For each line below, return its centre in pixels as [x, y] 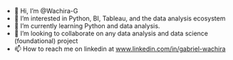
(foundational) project [46, 41]
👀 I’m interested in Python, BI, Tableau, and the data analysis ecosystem [120, 18]
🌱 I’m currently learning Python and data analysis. [87, 26]
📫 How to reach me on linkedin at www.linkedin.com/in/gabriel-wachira [120, 49]
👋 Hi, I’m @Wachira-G [46, 11]
